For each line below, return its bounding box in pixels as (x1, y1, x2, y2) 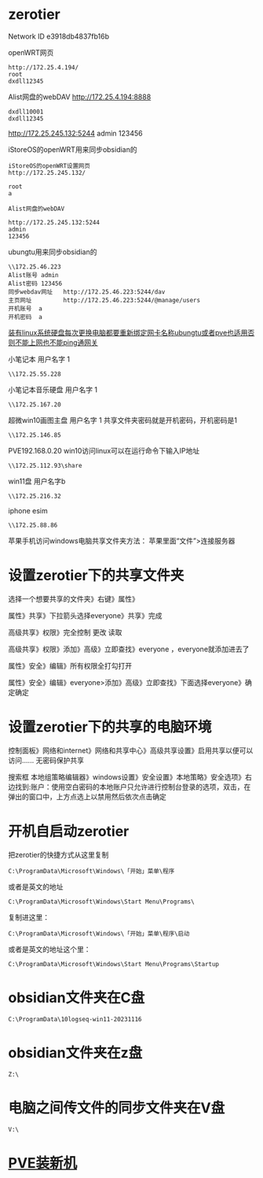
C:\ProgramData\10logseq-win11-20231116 (8, 1015, 143, 1023)
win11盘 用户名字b (8, 476, 66, 486)
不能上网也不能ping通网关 (14, 337, 98, 347)
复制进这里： (8, 912, 49, 922)
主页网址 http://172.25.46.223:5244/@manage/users (8, 296, 201, 304)
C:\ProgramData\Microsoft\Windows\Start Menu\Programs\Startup (8, 960, 220, 968)
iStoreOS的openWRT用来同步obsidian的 (8, 144, 137, 154)
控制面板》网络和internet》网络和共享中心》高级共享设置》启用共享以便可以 (8, 746, 254, 755)
